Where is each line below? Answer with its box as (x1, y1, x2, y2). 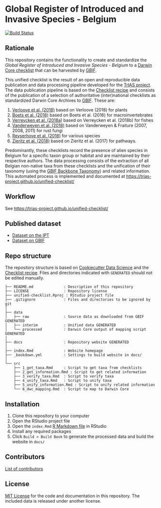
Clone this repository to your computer (12, 413, 90, 418)
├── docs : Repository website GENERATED (5, 340, 129, 345)
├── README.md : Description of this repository (5, 284, 133, 289)
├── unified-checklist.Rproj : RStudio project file (5, 293, 114, 298)
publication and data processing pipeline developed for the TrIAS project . (5, 82, 152, 88)
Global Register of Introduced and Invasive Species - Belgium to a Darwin (5, 62, 152, 68)
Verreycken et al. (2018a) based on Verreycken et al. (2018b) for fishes (12, 117, 154, 123)
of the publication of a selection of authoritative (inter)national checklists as (5, 92, 156, 98)
